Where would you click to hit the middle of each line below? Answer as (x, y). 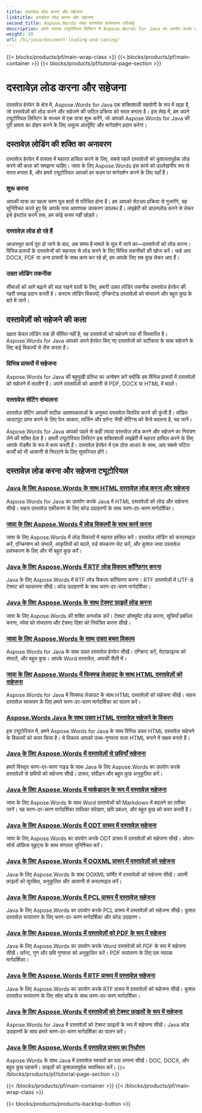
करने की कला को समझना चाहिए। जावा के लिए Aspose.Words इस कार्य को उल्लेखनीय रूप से (98, 166)
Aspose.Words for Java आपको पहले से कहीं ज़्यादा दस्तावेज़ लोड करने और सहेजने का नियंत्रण (101, 432)
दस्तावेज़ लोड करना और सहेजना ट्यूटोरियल (67, 471)
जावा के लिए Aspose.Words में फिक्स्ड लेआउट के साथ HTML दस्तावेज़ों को (94, 674)
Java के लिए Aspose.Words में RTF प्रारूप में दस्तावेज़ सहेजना (81, 976)
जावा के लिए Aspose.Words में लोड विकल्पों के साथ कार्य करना (79, 524)
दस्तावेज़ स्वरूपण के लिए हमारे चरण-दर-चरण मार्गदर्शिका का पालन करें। (74, 702)
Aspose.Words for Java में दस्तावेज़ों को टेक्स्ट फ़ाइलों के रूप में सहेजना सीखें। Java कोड (98, 1024)
